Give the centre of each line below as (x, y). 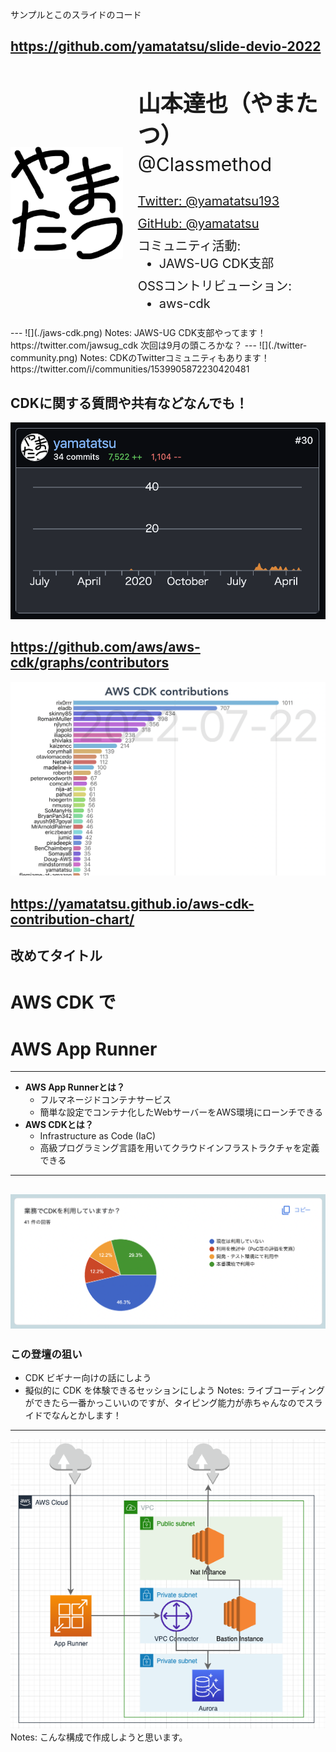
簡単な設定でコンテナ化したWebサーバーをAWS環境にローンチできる (181, 1112)
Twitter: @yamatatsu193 (208, 201)
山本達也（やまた (227, 103)
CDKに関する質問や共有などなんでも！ (129, 403)
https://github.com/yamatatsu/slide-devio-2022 (166, 46)
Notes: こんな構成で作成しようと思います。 (99, 1737)
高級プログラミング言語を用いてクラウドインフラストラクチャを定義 (179, 1148)
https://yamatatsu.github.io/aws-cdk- (132, 903)
